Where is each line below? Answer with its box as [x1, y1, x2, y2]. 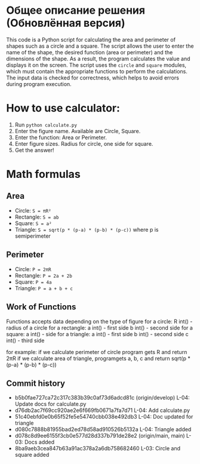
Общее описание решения [6, 4, 145, 17]
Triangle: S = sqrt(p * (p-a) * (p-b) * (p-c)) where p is [14, 226, 159, 233]
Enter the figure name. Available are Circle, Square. [14, 127, 141, 134]
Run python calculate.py [14, 121, 78, 128]
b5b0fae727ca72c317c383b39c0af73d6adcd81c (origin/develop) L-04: [14, 394, 190, 401]
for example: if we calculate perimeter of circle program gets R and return [6, 348, 187, 355]
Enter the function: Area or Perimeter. [14, 134, 107, 141]
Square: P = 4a [14, 278, 52, 285]
